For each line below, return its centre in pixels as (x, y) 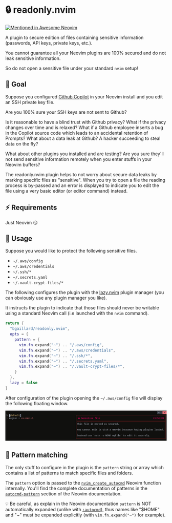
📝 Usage (19, 238)
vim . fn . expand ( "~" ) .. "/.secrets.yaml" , (64, 361)
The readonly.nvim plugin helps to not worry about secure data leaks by (81, 174)
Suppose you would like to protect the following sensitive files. (71, 251)
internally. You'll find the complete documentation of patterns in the (76, 488)
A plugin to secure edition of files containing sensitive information (74, 37)
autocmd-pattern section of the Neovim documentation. (63, 494)
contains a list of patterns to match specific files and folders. (69, 473)
